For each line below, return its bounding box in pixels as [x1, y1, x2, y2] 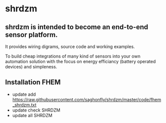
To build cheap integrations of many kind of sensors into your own [5, 53, 141, 59]
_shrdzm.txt [12, 102, 37, 108]
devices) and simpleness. [5, 64, 57, 69]
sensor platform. [5, 30, 58, 39]
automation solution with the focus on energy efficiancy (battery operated [5, 59, 156, 64]
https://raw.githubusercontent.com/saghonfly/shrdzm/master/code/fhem [12, 96, 162, 102]
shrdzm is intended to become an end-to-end [5, 23, 149, 31]
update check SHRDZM [12, 107, 60, 113]
